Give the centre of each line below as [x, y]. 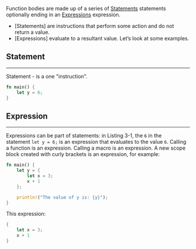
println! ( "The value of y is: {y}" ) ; [62, 197]
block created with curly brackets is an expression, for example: [83, 154]
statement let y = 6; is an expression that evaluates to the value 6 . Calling [96, 142]
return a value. [32, 32]
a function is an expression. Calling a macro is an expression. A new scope [96, 148]
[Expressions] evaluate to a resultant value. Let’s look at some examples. [102, 38]
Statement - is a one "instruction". [47, 76]
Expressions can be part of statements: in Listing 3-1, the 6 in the [84, 136]
